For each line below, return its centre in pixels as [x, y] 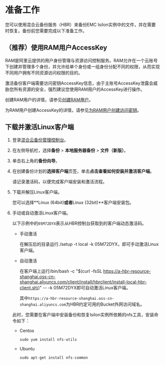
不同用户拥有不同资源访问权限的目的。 [44, 73]
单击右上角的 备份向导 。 [36, 160]
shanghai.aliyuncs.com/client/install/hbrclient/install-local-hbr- [83, 282]
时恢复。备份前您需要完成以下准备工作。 [46, 30]
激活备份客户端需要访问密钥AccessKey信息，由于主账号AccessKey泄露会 [79, 83]
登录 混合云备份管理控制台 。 [40, 140]
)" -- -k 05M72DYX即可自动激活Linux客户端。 [84, 287]
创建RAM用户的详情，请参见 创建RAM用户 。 [49, 100]
